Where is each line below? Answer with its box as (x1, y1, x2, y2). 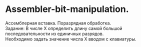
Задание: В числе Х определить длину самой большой (5, 25, 122, 31)
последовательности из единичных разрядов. (5, 30, 104, 36)
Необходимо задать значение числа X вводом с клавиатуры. (5, 36, 136, 42)
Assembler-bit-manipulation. (5, 3, 129, 15)
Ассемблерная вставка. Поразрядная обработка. (5, 20, 111, 26)
